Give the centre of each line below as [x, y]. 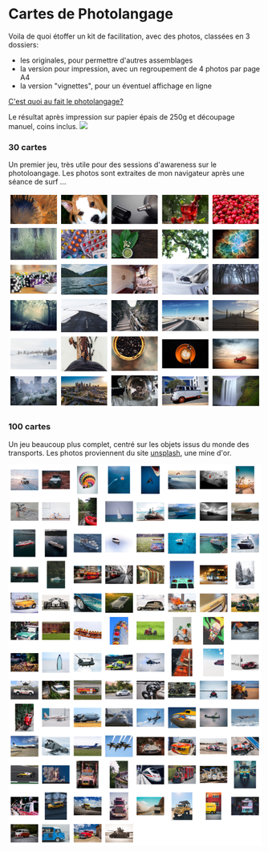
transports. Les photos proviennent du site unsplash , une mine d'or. [120, 452]
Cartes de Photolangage [91, 14]
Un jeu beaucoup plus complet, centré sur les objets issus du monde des [129, 444]
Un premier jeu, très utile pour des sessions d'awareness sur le [113, 164]
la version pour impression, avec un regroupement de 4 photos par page [140, 68]
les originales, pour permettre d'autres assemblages [106, 60]
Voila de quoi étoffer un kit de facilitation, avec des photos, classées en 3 [129, 36]
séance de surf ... [37, 182]
